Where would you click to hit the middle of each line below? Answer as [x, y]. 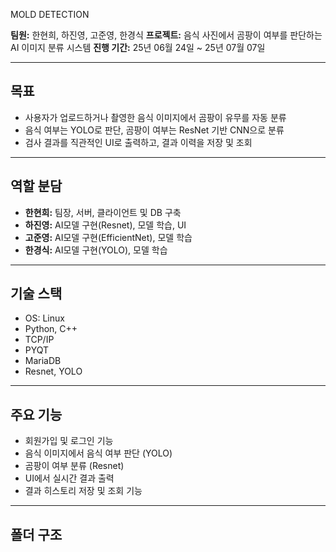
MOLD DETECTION [50, 14]
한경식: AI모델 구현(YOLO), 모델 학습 [96, 250]
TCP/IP [39, 340]
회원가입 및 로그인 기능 [69, 441]
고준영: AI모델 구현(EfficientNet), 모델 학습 [108, 237]
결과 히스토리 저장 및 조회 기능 [83, 491]
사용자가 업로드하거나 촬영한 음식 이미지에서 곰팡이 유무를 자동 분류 [155, 117]
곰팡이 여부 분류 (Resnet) [74, 466]
